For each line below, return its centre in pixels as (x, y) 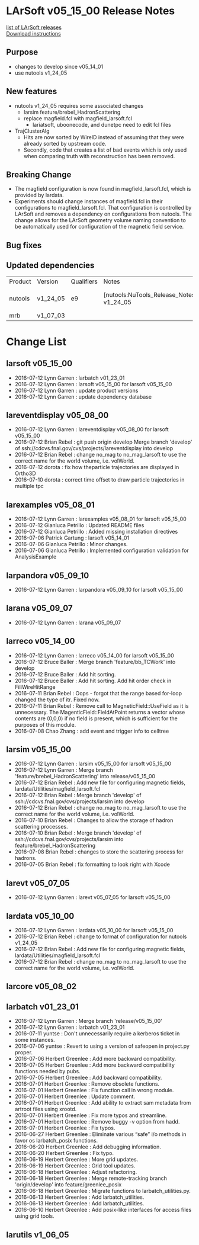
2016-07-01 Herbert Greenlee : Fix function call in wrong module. (94, 1090)
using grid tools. (34, 1216)
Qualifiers (84, 281)
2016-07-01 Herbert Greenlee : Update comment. (75, 1096)
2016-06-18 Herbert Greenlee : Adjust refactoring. (76, 1172)
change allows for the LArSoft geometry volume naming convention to (100, 220)
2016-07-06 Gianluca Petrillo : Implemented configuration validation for (102, 551)
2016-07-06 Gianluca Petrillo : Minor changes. (71, 544)
